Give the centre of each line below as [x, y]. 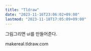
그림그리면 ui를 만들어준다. [31, 34]
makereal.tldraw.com [27, 44]
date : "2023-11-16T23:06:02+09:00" [42, 14]
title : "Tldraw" [22, 10]
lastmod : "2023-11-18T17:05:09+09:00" [46, 19]
